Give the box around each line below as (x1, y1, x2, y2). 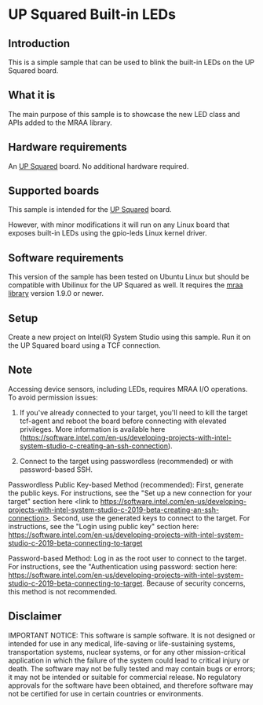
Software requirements (8, 251, 124, 265)
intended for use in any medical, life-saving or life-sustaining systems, (8, 638, 236, 648)
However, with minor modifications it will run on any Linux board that (8, 220, 230, 229)
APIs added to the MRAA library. (8, 118, 112, 127)
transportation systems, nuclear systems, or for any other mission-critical (8, 647, 246, 656)
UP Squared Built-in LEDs (8, 5, 177, 24)
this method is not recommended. (8, 586, 118, 596)
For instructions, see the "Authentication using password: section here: (8, 561, 238, 571)
